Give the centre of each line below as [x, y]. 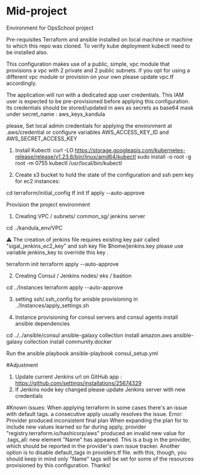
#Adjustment [22, 365]
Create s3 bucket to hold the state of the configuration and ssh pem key [104, 175]
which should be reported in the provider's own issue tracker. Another [93, 446]
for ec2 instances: [37, 181]
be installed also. [27, 52]
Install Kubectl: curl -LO [44, 150]
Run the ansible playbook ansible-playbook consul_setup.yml [82, 353]
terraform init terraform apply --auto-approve [63, 264]
